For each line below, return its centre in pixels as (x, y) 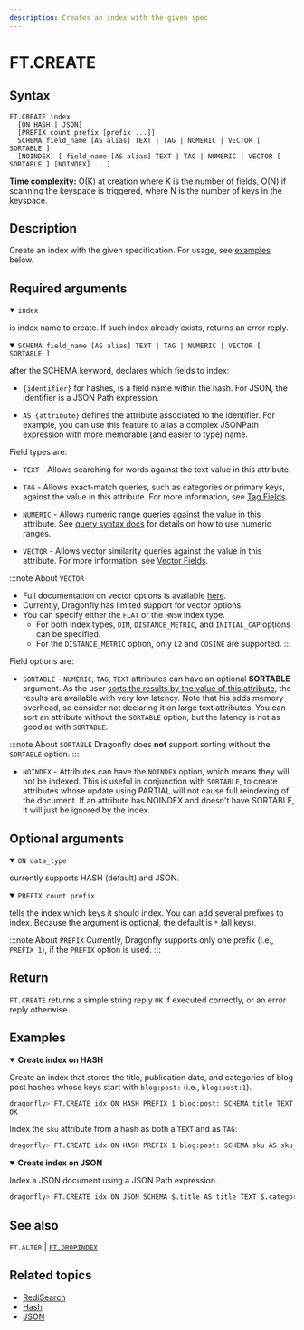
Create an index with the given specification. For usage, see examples (140, 251)
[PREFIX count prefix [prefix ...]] (86, 132)
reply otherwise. (40, 1009)
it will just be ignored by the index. (86, 810)
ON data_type (42, 861)
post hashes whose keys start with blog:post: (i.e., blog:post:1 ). (130, 1087)
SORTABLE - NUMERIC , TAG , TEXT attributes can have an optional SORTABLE (157, 679)
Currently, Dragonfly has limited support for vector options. (133, 605)
